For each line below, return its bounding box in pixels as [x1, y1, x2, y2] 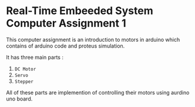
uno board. [6, 95, 33, 102]
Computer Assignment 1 [6, 16, 126, 30]
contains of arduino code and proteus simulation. [6, 42, 125, 49]
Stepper [14, 78, 33, 85]
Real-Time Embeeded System [6, 4, 154, 18]
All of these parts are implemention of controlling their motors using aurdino [6, 89, 190, 96]
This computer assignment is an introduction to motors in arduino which [6, 36, 180, 43]
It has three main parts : [6, 53, 63, 61]
